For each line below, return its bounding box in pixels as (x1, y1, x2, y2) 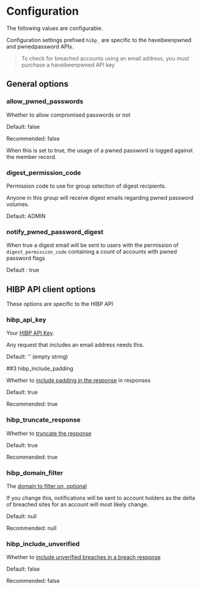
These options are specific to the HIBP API (6, 301, 114, 308)
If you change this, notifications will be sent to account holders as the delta (6, 494, 196, 502)
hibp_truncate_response (6, 415, 81, 424)
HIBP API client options (6, 284, 96, 294)
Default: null (6, 512, 37, 520)
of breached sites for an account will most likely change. (6, 500, 148, 508)
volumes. (6, 200, 29, 208)
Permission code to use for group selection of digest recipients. (6, 182, 167, 189)
